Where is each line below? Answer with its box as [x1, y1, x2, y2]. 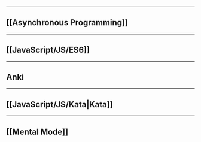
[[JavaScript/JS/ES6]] [6, 45, 90, 55]
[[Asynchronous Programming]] [6, 17, 129, 28]
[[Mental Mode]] [6, 126, 69, 137]
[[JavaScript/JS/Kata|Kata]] [6, 99, 114, 110]
